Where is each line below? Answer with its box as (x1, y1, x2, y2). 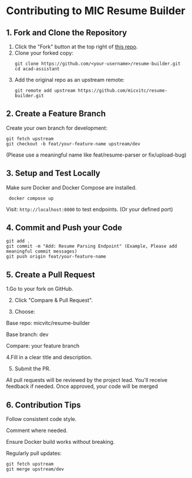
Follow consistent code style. (6, 416, 77, 423)
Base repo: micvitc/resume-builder (6, 320, 90, 327)
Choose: (14, 308, 35, 316)
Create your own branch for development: (6, 124, 107, 131)
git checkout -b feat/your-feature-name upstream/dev (6, 141, 141, 147)
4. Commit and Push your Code (6, 223, 122, 233)
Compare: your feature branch (6, 343, 80, 350)
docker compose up (8, 195, 54, 201)
